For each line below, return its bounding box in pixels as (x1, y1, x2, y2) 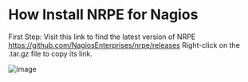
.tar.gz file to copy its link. (8, 49, 93, 58)
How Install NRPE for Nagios (8, 6, 199, 24)
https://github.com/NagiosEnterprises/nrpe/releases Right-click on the (8, 40, 241, 49)
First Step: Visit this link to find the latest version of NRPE (8, 32, 196, 41)
